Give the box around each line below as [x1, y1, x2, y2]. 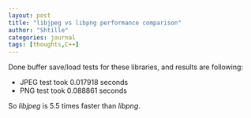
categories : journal [8, 33, 77, 42]
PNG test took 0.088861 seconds [19, 86, 128, 95]
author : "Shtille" [8, 26, 69, 34]
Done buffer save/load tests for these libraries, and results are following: [8, 62, 243, 72]
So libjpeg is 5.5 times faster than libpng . [8, 101, 140, 111]
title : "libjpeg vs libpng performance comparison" [8, 19, 182, 27]
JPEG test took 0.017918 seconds [19, 78, 129, 87]
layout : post [8, 11, 51, 20]
